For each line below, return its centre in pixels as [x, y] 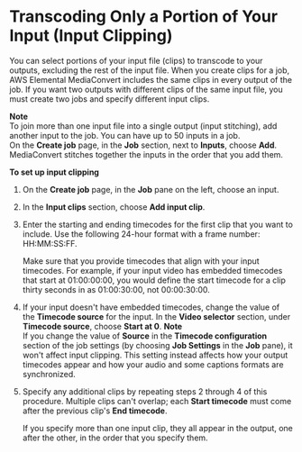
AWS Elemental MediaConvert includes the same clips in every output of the [151, 79]
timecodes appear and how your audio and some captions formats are [153, 364]
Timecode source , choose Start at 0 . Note [102, 326]
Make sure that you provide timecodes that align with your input [141, 261]
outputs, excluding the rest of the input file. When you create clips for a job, [150, 70]
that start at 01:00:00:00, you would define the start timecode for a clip [154, 280]
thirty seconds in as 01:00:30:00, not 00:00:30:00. [116, 289]
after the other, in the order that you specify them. [115, 438]
